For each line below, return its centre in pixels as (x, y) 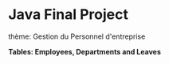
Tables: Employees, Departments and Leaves (84, 51)
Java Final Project (69, 15)
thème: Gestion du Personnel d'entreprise (77, 36)
